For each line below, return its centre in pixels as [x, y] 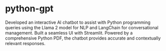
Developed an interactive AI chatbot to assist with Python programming [78, 22]
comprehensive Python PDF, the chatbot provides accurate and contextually [83, 38]
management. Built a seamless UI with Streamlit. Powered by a [69, 33]
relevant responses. [25, 43]
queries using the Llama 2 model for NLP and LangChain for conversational [82, 27]
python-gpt [29, 9]
